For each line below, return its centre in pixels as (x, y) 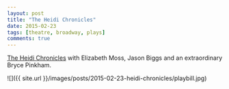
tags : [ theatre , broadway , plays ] (56, 32)
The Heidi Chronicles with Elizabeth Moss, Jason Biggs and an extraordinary (115, 58)
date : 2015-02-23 (32, 26)
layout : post (26, 13)
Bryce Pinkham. (29, 65)
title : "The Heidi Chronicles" (52, 20)
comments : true (29, 39)
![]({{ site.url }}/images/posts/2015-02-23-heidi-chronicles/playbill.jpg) (107, 78)
